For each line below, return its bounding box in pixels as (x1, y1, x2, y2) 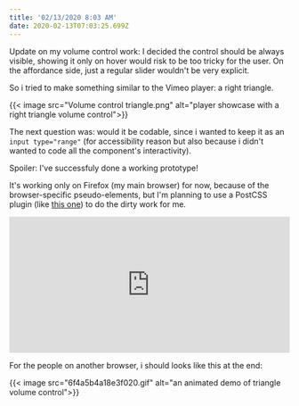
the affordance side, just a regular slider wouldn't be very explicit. (9, 64, 250, 76)
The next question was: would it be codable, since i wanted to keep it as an (9, 126, 285, 137)
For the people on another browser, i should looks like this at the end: (9, 360, 263, 370)
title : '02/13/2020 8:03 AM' (9, 12, 117, 22)
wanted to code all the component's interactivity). (9, 145, 192, 156)
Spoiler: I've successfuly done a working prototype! (9, 162, 198, 173)
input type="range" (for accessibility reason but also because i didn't (9, 136, 264, 146)
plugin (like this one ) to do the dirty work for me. (9, 198, 187, 210)
